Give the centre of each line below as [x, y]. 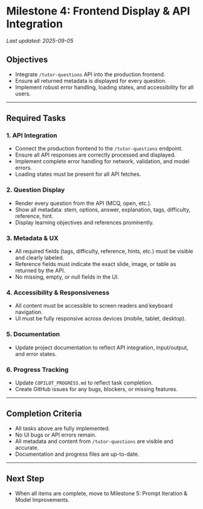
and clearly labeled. [40, 258]
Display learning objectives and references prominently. [84, 222]
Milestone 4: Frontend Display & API [98, 11]
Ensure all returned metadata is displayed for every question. [91, 80]
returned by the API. [40, 271]
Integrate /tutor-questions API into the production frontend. [90, 74]
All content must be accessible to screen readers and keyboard [94, 306]
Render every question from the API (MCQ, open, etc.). [83, 203]
